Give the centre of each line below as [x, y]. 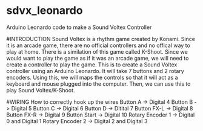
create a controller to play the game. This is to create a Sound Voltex [92, 65]
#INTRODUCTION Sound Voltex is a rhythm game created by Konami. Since [101, 39]
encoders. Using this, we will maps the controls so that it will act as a [92, 77]
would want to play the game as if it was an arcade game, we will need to [98, 58]
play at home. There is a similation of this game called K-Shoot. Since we [97, 51]
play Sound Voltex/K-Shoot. [41, 90]
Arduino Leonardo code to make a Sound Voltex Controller [79, 27]
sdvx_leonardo [45, 11]
